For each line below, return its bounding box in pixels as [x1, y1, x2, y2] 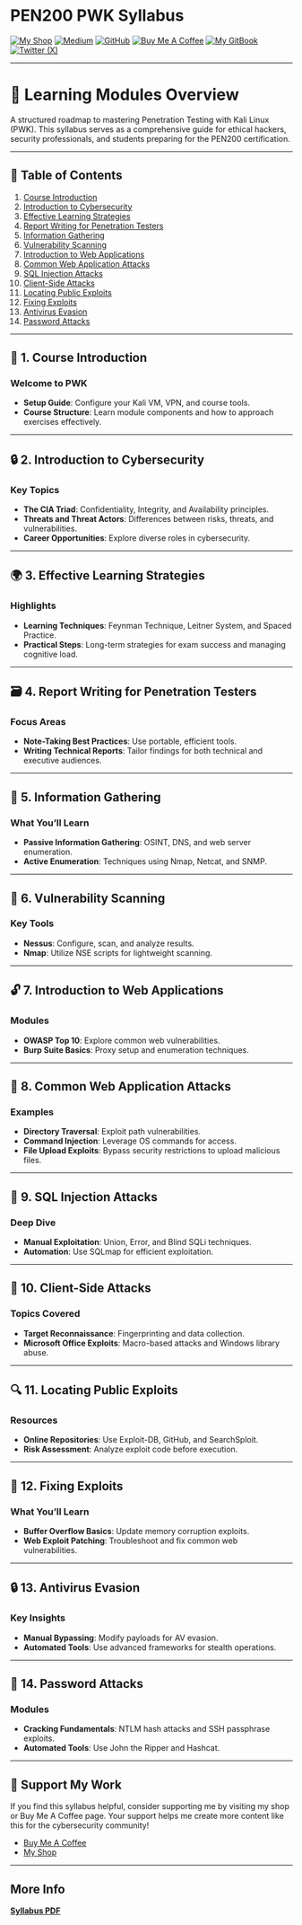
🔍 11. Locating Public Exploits [10, 1382, 178, 1398]
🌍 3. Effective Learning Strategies [10, 568, 205, 584]
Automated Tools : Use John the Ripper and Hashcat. [22, 1743, 220, 1753]
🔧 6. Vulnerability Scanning [10, 890, 166, 905]
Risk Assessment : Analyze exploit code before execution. [22, 1444, 238, 1455]
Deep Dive [10, 1216, 56, 1229]
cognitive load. [22, 649, 79, 659]
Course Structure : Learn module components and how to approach [22, 407, 274, 418]
